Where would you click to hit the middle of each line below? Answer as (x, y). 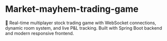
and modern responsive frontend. (40, 33)
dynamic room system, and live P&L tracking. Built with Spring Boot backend (83, 28)
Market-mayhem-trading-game (72, 9)
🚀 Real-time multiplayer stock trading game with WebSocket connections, (81, 23)
